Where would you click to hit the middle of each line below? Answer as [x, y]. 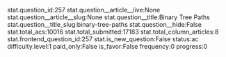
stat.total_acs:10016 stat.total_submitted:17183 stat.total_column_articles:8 [113, 32]
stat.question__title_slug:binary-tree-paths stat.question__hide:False [104, 24]
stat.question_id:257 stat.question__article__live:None [84, 10]
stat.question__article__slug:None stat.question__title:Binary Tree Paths [108, 17]
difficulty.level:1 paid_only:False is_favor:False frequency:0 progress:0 [107, 46]
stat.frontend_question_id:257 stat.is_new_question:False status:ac [103, 39]
